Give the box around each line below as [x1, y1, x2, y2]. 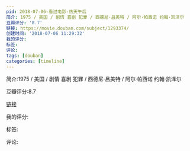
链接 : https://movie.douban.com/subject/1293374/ [6, 25, 129, 31]
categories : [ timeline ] [6, 58, 65, 64]
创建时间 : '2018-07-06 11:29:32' [6, 31, 85, 37]
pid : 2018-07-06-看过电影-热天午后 [6, 8, 87, 15]
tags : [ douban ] [6, 53, 44, 59]
